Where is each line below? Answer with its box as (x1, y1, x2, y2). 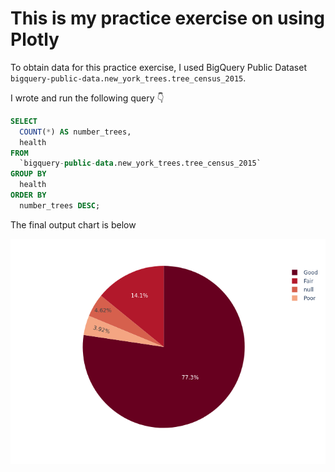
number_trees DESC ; (19, 200, 101, 211)
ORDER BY (10, 190, 47, 201)
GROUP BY (10, 169, 47, 179)
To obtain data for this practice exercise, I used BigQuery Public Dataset (10, 61, 307, 73)
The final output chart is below (10, 218, 137, 231)
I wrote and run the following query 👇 (10, 92, 165, 104)
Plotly (10, 28, 60, 51)
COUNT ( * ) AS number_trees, (19, 127, 132, 137)
